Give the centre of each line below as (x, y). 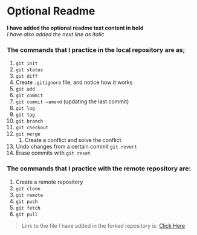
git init (27, 64)
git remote (29, 195)
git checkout (32, 128)
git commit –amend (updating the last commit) (72, 101)
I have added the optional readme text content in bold (75, 28)
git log (25, 109)
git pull (27, 214)
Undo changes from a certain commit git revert (76, 147)
